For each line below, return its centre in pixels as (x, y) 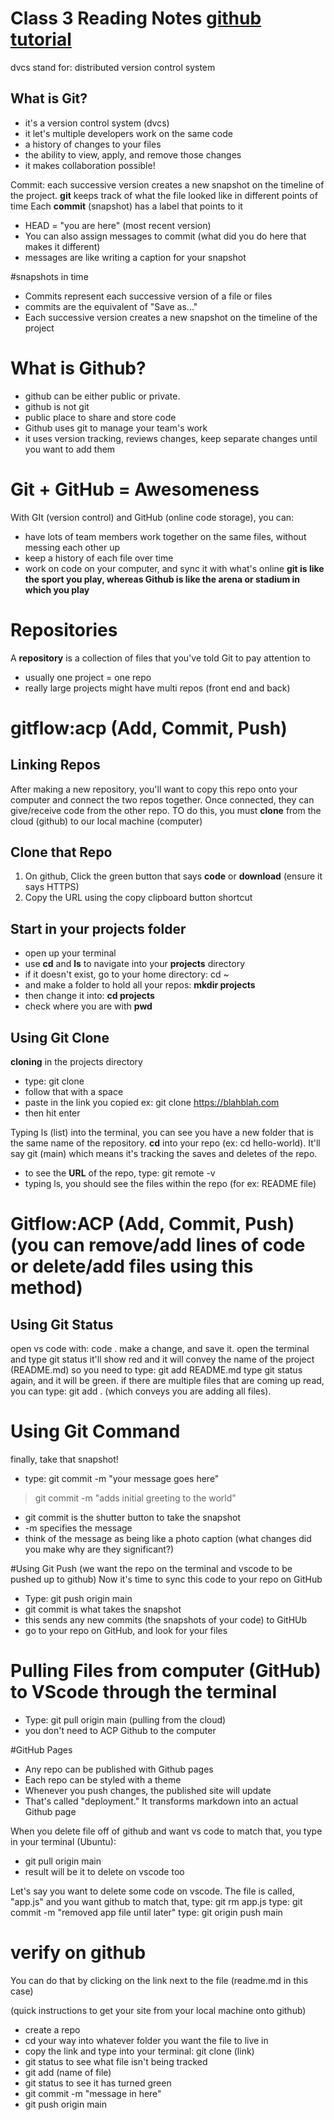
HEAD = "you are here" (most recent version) (118, 225)
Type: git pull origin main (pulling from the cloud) (125, 1719)
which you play (57, 589)
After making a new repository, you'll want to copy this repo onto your (154, 789)
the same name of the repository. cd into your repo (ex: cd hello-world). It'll (165, 1143)
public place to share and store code (100, 417)
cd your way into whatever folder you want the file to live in (146, 2040)
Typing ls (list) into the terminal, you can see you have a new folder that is (162, 1132)
